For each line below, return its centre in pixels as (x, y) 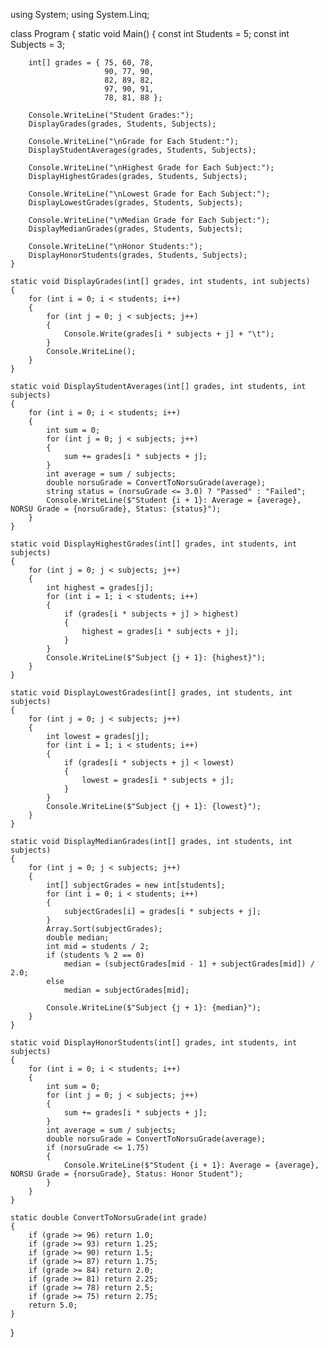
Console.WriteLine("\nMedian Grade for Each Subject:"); (149, 220)
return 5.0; (53, 1305)
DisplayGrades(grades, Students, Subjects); (122, 124)
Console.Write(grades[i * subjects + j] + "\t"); (169, 334)
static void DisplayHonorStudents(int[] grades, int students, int (154, 1043)
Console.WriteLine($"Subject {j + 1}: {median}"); (154, 1008)
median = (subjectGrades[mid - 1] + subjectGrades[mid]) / (189, 964)
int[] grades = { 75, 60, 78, (91, 63)
